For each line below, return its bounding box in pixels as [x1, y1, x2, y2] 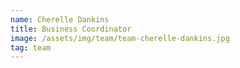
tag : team [10, 42, 52, 53]
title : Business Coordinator [10, 24, 132, 34]
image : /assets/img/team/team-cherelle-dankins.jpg [10, 33, 230, 43]
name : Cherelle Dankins [10, 14, 110, 25]
